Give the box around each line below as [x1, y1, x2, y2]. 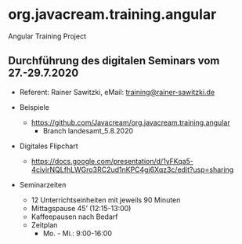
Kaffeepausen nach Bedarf [31, 212, 118, 221]
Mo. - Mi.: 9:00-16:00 [42, 228, 112, 238]
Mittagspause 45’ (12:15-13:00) [31, 203, 132, 213]
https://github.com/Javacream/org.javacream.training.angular [31, 118, 230, 127]
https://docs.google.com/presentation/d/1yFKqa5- [31, 156, 194, 166]
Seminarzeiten [19, 180, 67, 189]
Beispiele [19, 102, 49, 111]
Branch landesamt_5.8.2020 [42, 126, 134, 135]
